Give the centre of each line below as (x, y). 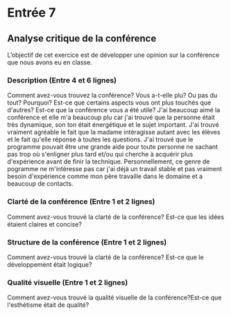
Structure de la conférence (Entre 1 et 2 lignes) (87, 242)
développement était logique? (50, 264)
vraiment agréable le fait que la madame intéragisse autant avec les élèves (114, 132)
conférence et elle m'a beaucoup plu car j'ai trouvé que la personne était (111, 117)
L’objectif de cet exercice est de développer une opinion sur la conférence (113, 55)
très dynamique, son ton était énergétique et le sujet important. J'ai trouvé (113, 125)
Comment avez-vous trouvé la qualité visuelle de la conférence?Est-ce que (114, 298)
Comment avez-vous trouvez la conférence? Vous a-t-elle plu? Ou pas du (112, 96)
